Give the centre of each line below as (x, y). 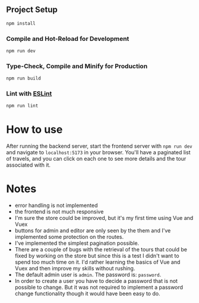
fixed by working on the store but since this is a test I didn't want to (97, 256)
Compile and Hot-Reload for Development (68, 39)
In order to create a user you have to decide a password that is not (96, 281)
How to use (34, 130)
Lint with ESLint (29, 93)
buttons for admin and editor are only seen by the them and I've (93, 231)
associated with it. (29, 165)
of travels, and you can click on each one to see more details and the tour (96, 159)
